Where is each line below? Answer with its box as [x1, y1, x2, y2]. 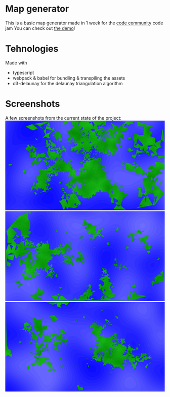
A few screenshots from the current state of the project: [5, 115, 122, 121]
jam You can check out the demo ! [5, 25, 75, 31]
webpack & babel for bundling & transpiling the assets [12, 75, 125, 81]
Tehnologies [5, 43, 59, 55]
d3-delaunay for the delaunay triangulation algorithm [12, 80, 123, 86]
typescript [12, 69, 34, 76]
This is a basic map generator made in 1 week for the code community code [5, 20, 163, 26]
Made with [5, 59, 27, 66]
